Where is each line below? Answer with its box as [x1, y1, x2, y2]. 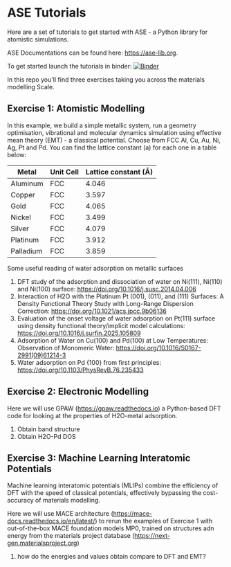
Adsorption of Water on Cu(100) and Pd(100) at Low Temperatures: [17, 336, 209, 344]
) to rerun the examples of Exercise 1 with [94, 517, 213, 525]
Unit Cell [50, 167, 80, 177]
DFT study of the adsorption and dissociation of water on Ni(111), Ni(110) [17, 277, 223, 285]
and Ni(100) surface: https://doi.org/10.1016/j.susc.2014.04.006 [17, 285, 197, 293]
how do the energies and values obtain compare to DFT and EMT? [17, 552, 206, 561]
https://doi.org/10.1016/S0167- [115, 343, 202, 352]
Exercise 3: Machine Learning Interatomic [7, 452, 191, 464]
